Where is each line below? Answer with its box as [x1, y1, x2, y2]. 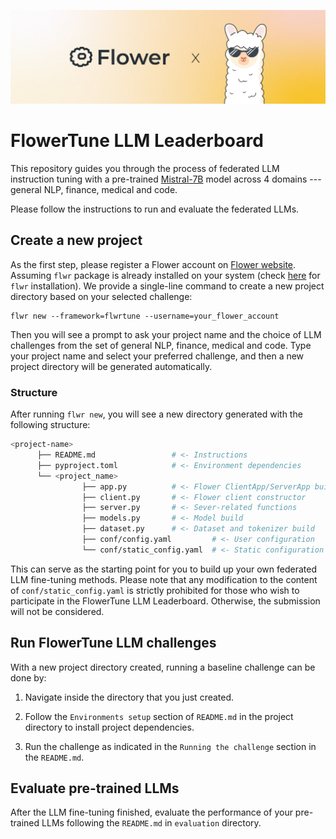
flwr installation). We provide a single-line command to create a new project [10, 280, 325, 292]
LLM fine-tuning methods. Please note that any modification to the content [10, 573, 318, 585]
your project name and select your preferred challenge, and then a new [10, 350, 305, 362]
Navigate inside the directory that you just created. [24, 691, 235, 703]
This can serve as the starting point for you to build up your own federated [10, 563, 317, 575]
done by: [10, 671, 47, 684]
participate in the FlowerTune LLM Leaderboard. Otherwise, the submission [10, 595, 321, 607]
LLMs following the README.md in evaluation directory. [41, 817, 262, 829]
